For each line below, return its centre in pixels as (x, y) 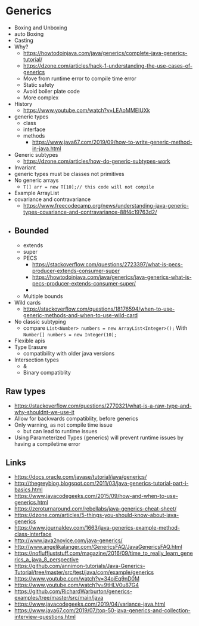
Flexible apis (29, 341)
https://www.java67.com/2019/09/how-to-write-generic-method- (112, 142)
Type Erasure (30, 347)
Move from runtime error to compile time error (80, 78)
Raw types (26, 391)
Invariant (25, 167)
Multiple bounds (43, 296)
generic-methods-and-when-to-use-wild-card (80, 315)
